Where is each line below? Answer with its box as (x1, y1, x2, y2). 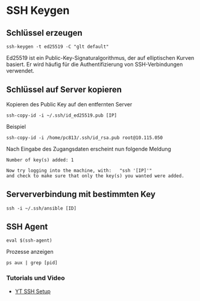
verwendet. (6, 67, 35, 74)
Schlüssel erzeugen (6, 28, 83, 38)
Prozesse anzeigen (6, 248, 54, 256)
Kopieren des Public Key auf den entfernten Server (6, 100, 133, 108)
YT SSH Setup (14, 288, 51, 295)
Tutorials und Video (6, 274, 65, 282)
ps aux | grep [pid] (6, 260, 58, 266)
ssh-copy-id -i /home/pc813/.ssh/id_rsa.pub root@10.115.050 (6, 134, 163, 141)
